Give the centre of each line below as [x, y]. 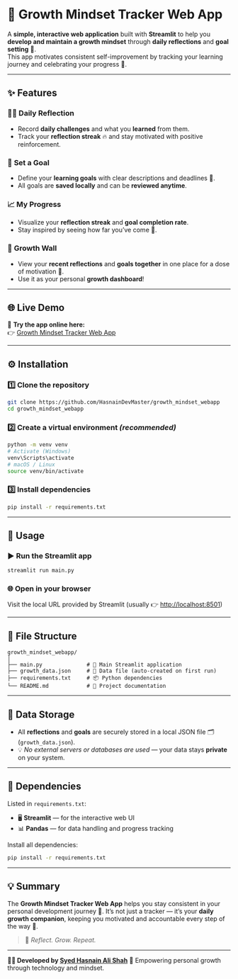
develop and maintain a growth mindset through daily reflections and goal [118, 41]
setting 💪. [22, 49]
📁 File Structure [42, 636]
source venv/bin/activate [45, 471]
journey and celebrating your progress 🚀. [67, 64]
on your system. [41, 758]
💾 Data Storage [41, 714]
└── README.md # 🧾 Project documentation [87, 686]
